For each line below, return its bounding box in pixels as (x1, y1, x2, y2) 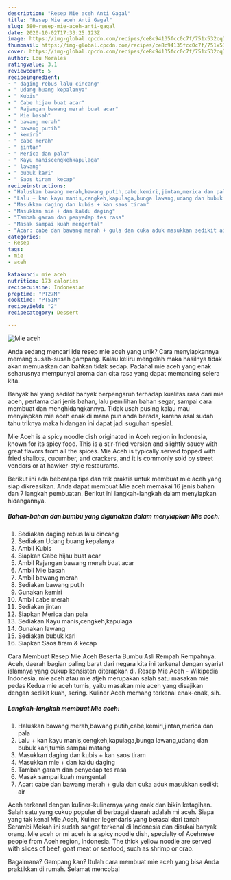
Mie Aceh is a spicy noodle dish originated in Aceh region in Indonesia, (8, 432, 208, 440)
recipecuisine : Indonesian (8, 284, 85, 291)
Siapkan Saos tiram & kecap (17, 639, 97, 647)
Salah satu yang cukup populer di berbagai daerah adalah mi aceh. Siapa (8, 807, 215, 816)
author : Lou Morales (8, 55, 67, 62)
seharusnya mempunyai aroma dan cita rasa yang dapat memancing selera (8, 369, 220, 377)
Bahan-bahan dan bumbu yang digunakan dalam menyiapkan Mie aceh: (8, 512, 220, 521)
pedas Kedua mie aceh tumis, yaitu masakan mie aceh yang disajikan (8, 681, 204, 689)
